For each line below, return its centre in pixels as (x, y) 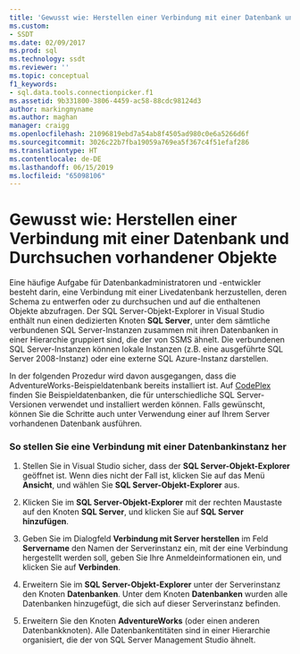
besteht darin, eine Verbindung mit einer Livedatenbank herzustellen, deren (148, 293)
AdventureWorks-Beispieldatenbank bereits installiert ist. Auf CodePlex (140, 386)
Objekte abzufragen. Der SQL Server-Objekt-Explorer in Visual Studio (137, 311)
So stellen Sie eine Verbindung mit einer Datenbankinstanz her (148, 446)
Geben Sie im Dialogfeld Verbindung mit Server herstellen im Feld (145, 539)
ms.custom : (29, 26)
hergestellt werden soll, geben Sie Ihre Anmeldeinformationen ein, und (152, 558)
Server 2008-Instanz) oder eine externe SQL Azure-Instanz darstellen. (139, 359)
